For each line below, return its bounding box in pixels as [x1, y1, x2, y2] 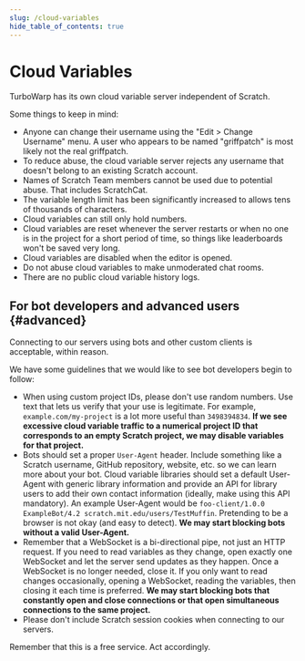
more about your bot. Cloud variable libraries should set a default [22, 469, 268, 480]
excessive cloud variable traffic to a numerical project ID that [22, 420, 259, 431]
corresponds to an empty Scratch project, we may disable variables [22, 430, 284, 441]
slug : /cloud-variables [9, 13, 100, 23]
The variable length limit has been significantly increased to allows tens [22, 194, 291, 205]
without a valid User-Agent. [22, 527, 130, 538]
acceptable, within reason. [9, 346, 109, 357]
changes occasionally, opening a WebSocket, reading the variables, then [22, 575, 296, 586]
